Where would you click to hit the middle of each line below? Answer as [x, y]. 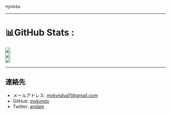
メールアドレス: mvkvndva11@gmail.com [55, 95]
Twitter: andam [28, 106]
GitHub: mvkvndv [31, 101]
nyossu [13, 6]
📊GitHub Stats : [40, 33]
